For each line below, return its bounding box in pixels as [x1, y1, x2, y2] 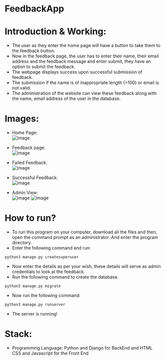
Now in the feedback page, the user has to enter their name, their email [11, 53, 159, 59]
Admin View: [11, 189, 38, 195]
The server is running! [11, 311, 58, 316]
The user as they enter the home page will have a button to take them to [11, 42, 160, 48]
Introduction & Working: [4, 26, 106, 37]
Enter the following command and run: [11, 245, 91, 250]
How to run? [4, 212, 56, 224]
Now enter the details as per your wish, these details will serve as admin [11, 263, 161, 269]
